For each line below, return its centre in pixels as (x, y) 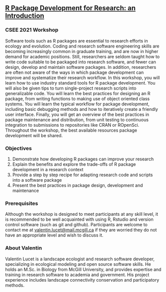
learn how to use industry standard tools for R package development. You (80, 83)
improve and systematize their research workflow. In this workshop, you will (83, 77)
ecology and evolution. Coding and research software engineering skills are (82, 46)
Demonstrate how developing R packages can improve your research (83, 159)
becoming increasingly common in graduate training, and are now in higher (82, 51)
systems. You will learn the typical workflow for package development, (77, 104)
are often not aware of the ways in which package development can (74, 72)
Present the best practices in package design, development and (78, 185)
